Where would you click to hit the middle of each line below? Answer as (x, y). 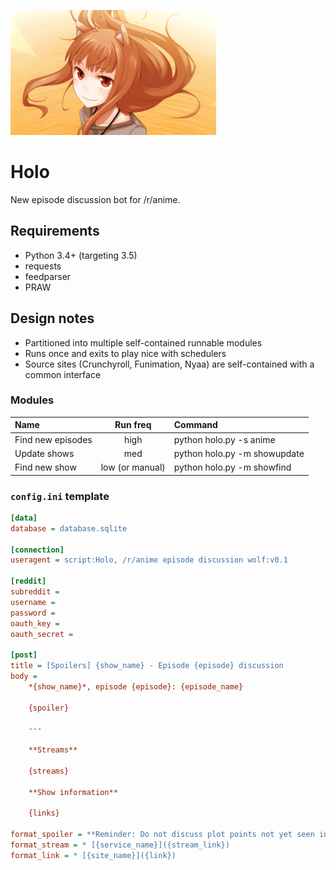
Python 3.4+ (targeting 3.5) (81, 255)
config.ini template (60, 496)
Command (195, 425)
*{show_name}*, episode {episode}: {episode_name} (136, 686)
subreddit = (35, 592)
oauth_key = (35, 623)
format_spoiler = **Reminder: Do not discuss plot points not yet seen (162, 835)
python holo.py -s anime (224, 439)
